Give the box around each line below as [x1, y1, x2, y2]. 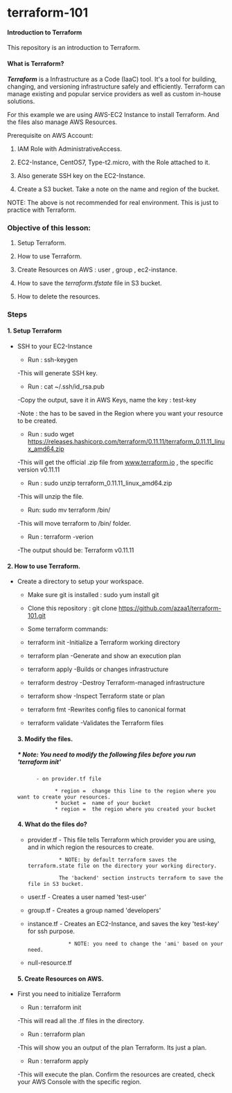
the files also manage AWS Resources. [7, 118, 118, 126]
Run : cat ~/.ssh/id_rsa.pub [27, 382, 105, 391]
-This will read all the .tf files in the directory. [17, 1017, 145, 1025]
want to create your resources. [17, 793, 111, 801]
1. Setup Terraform [7, 327, 62, 335]
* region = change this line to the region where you [54, 788, 216, 794]
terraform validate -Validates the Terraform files [27, 719, 164, 727]
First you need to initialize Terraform [17, 990, 121, 998]
